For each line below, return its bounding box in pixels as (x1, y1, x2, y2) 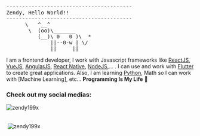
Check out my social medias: (6, 90, 92, 99)
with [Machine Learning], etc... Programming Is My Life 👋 (6, 75, 148, 83)
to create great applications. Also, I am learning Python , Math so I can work (6, 69, 191, 76)
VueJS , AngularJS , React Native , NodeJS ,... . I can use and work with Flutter (6, 63, 194, 69)
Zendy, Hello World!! (6, 10, 70, 16)
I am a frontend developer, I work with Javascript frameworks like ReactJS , (6, 56, 190, 64)
